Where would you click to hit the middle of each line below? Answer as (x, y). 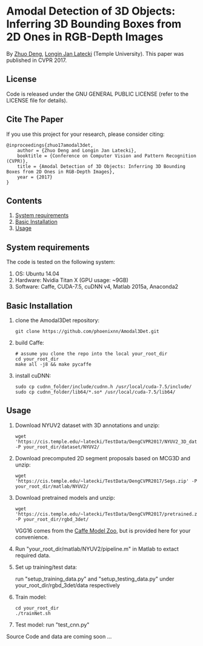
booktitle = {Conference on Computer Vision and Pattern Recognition (107, 156)
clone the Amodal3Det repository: (57, 320)
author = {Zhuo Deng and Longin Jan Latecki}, (77, 150)
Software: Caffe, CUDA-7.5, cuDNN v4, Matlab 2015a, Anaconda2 (97, 287)
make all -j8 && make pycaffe (53, 365)
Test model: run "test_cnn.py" (52, 624)
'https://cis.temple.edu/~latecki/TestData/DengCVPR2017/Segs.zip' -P (106, 481)
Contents (24, 200)
